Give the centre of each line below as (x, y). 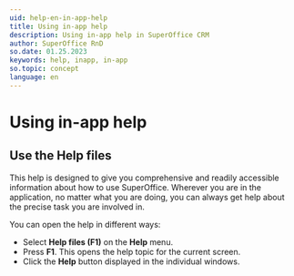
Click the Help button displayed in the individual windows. (131, 261)
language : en (34, 77)
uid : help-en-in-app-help (58, 18)
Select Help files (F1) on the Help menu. (98, 241)
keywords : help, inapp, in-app (69, 60)
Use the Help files (61, 156)
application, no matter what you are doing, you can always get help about (147, 197)
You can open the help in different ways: (85, 224)
